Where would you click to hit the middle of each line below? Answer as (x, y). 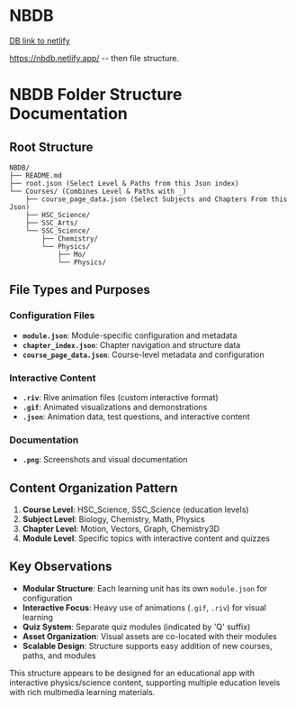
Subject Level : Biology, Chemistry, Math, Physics (113, 519)
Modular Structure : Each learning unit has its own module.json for (145, 588)
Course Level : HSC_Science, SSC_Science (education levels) (135, 509)
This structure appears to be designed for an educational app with (132, 673)
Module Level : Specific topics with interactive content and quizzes (146, 538)
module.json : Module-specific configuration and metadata (130, 335)
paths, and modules (59, 656)
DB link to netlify (40, 41)
